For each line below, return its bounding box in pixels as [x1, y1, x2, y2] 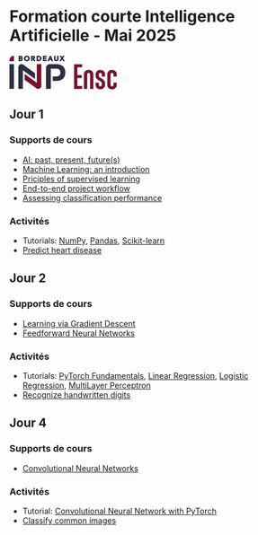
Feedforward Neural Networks [22, 328, 135, 338]
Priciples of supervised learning [22, 173, 141, 184]
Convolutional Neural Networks [22, 462, 139, 473]
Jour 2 [9, 271, 47, 286]
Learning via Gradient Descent [22, 318, 137, 329]
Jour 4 [9, 416, 47, 431]
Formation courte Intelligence [9, 6, 236, 27]
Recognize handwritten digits [22, 389, 131, 400]
